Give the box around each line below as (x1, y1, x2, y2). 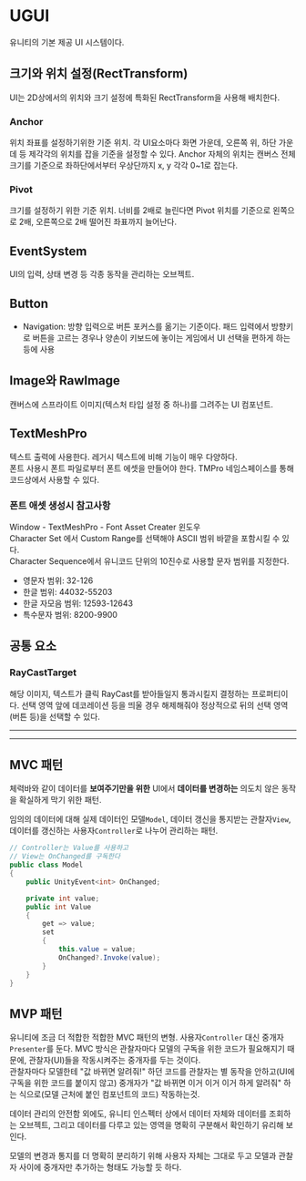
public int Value (25, 902, 92, 911)
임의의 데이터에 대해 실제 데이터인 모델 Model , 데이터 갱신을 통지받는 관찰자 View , (9, 814, 291, 825)
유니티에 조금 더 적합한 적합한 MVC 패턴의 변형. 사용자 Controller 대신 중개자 (9, 1032, 284, 1043)
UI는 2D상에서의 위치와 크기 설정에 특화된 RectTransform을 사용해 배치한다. (9, 92, 280, 103)
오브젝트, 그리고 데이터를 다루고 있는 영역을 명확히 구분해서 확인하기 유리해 (18, 1120, 284, 1131)
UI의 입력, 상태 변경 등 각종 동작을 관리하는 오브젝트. (9, 269, 195, 280)
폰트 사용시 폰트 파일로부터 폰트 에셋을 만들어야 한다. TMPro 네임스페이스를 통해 (9, 462, 294, 474)
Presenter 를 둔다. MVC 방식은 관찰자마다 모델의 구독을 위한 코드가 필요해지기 (9, 1043, 285, 1054)
